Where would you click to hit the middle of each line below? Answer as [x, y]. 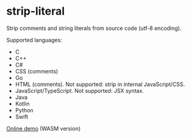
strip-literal [36, 11]
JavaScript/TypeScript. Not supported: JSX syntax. [80, 90]
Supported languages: [34, 40]
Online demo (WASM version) [44, 128]
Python [24, 110]
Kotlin [22, 103]
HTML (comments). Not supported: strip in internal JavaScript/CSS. [100, 84]
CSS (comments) [37, 71]
